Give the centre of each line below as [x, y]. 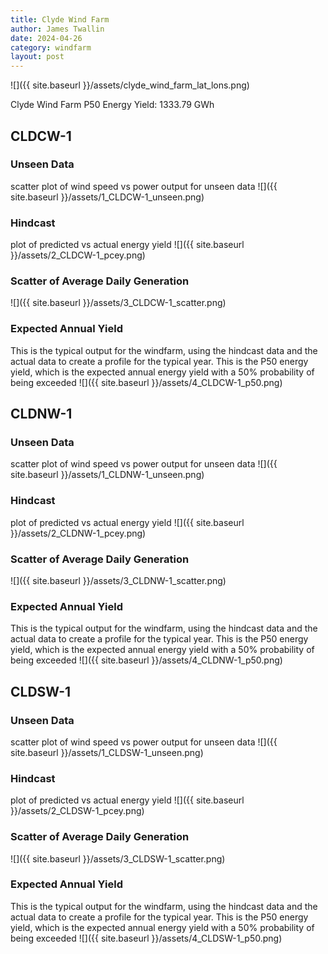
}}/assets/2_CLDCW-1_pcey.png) [78, 255]
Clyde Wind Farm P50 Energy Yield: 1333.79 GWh [112, 105]
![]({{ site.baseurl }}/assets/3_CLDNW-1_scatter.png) [118, 580]
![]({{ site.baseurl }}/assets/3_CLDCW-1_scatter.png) [118, 303]
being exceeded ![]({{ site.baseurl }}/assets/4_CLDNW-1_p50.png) [146, 660]
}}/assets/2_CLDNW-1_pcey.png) [78, 533]
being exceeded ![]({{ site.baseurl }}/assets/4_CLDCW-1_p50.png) [146, 382]
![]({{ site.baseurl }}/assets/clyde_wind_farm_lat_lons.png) [130, 85]
